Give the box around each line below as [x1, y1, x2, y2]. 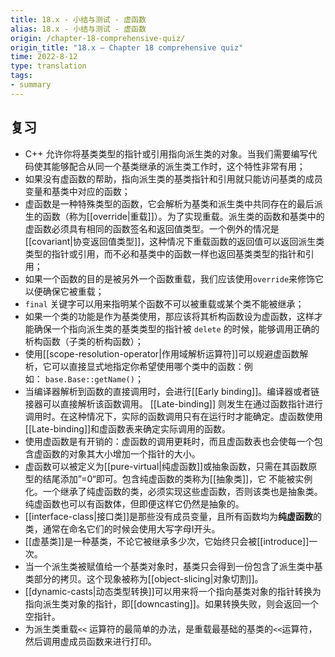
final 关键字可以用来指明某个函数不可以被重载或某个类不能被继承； [24, 297, 305, 310]
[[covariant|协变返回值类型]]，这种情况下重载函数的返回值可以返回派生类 [24, 235, 325, 247]
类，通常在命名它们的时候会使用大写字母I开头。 [24, 522, 221, 535]
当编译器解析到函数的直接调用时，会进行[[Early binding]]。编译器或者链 [24, 385, 320, 397]
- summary [10, 80, 52, 90]
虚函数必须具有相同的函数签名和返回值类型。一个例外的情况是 [24, 222, 280, 235]
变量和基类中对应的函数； [24, 185, 131, 197]
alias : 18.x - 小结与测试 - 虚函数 [10, 24, 147, 34]
